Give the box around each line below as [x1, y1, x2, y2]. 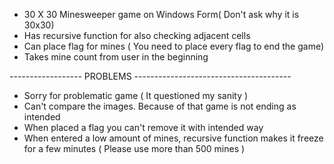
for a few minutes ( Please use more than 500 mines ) [23, 143, 246, 154]
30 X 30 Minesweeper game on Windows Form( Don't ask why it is [23, 9, 300, 20]
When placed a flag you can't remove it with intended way [23, 122, 264, 133]
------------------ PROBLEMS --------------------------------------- [9, 70, 292, 82]
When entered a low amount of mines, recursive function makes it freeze [23, 132, 324, 144]
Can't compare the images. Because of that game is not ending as [23, 100, 297, 112]
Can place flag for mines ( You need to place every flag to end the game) [23, 40, 325, 52]
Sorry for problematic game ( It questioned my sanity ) [23, 90, 249, 101]
